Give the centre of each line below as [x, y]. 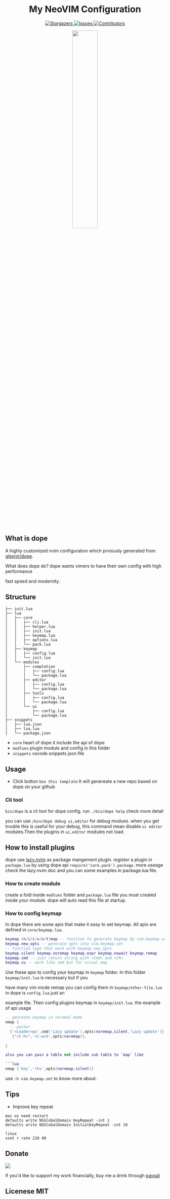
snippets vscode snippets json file [48, 753]
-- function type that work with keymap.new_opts [59, 948]
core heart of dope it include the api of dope [58, 742]
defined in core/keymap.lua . [34, 930]
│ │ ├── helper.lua [30, 627]
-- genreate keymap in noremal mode [44, 1017]
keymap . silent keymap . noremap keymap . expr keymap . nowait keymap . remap [81, 953]
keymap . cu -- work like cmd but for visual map [56, 963]
